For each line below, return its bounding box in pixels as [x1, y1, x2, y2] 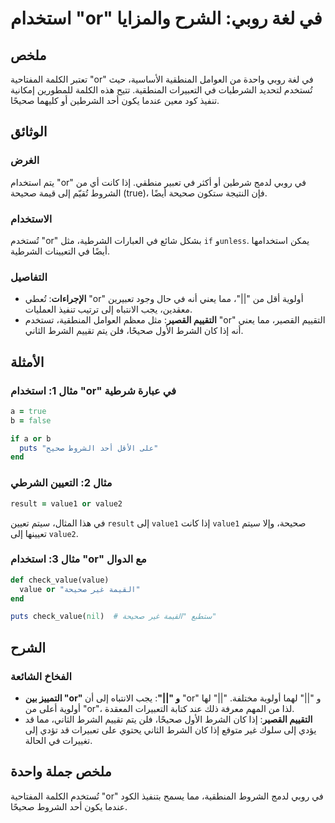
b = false [10, 415, 52, 426]
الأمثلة [10, 353, 45, 371]
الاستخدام [10, 212, 53, 226]
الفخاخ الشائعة [10, 669, 73, 683]
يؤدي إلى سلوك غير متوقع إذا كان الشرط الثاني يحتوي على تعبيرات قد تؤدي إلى [24, 724, 317, 736]
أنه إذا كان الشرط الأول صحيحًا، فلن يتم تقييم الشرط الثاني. [24, 325, 244, 337]
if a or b [10, 433, 52, 444]
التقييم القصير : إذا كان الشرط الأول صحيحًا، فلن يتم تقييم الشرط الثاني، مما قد [24, 713, 313, 725]
